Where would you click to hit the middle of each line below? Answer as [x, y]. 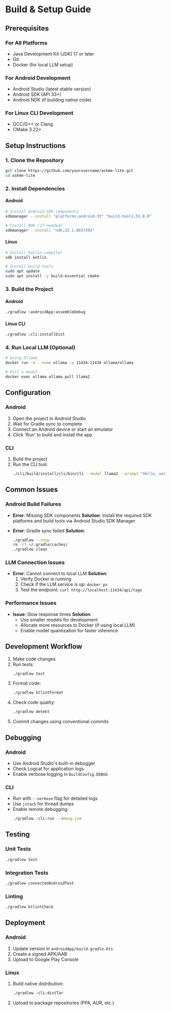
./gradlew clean [30, 550]
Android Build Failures [33, 504]
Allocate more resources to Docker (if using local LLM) [78, 625]
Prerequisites [27, 28]
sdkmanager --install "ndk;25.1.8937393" [50, 230]
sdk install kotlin [26, 257]
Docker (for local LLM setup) [43, 64]
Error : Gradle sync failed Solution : [49, 531]
